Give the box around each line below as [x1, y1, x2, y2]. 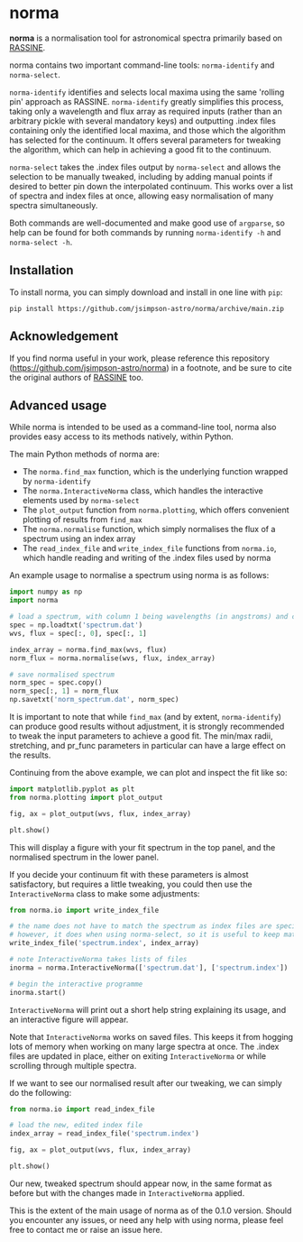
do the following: [9, 1087, 72, 1098]
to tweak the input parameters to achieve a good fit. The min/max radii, [9, 731, 273, 741]
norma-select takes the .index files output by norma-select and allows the [9, 161, 281, 172]
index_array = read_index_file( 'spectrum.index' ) [9, 1129, 200, 1138]
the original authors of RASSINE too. [9, 372, 144, 382]
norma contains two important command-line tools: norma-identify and [9, 60, 275, 70]
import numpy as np [9, 587, 83, 597]
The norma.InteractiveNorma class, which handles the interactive [22, 485, 263, 496]
